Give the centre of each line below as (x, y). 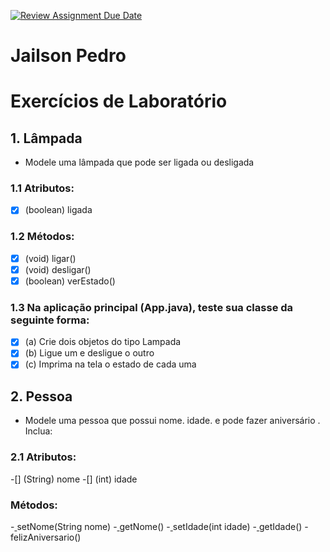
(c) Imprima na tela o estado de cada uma (110, 364)
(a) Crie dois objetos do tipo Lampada (103, 342)
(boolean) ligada (58, 210)
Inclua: (38, 431)
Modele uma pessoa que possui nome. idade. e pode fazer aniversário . (172, 421)
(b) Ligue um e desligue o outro (89, 353)
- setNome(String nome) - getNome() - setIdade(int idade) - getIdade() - (159, 526)
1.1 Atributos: (42, 188)
